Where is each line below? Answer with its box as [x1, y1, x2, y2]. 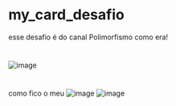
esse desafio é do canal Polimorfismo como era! [8, 32, 169, 42]
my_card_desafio [8, 6, 125, 24]
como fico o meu [8, 88, 64, 98]
